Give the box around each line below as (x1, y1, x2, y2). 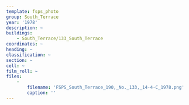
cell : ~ (6, 62, 25, 69)
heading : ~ (6, 47, 33, 52)
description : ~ (6, 24, 43, 31)
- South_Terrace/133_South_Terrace (16, 36, 104, 41)
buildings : (6, 30, 33, 36)
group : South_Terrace (6, 14, 59, 20)
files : (6, 73, 22, 79)
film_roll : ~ (6, 68, 38, 74)
